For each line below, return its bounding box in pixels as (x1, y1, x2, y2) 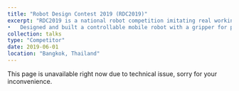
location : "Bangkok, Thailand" (7, 50, 100, 58)
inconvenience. (7, 77, 53, 85)
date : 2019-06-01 (7, 43, 59, 50)
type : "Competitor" (7, 37, 65, 44)
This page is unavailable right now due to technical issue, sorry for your (7, 69, 218, 78)
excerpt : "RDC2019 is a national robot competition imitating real (7, 17, 212, 24)
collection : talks (7, 30, 62, 38)
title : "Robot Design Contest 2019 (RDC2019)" (7, 10, 148, 18)
